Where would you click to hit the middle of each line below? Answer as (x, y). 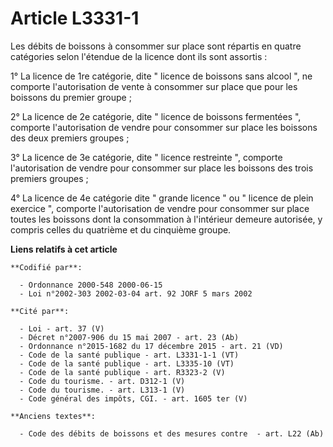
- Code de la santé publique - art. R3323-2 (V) (122, 372)
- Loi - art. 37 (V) (62, 328)
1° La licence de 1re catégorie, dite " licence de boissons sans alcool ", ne (161, 76)
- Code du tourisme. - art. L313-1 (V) (102, 390)
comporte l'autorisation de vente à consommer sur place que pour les (154, 86)
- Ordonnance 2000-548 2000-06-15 (91, 285)
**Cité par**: (40, 311)
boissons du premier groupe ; (71, 97)
